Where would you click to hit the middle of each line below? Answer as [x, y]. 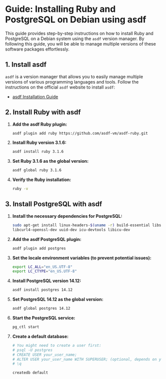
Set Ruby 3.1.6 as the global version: [50, 161]
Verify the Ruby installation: [42, 180]
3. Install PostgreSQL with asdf [54, 204]
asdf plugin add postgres [39, 248]
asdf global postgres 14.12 [41, 308]
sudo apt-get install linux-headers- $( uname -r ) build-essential [81, 225]
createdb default [30, 373]
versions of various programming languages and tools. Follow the [72, 82]
